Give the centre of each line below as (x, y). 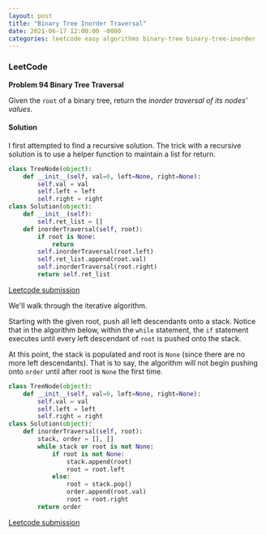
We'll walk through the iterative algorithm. (78, 306)
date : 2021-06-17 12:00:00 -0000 (65, 31)
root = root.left (96, 469)
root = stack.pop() (99, 484)
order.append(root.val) (107, 492)
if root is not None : (88, 454)
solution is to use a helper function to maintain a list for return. (112, 154)
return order (60, 507)
